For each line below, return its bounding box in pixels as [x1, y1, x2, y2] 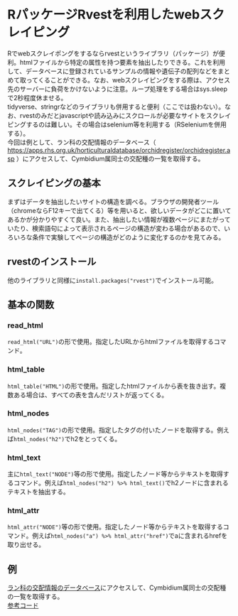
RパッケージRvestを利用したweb [7, 6, 200, 23]
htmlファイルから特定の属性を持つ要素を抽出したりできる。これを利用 [19, 58, 226, 66]
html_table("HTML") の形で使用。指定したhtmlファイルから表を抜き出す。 [7, 382, 220, 390]
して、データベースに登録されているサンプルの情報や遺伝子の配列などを [7, 67, 218, 75]
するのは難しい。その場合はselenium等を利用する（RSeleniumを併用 [26, 120, 227, 129]
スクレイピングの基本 [7, 177, 101, 189]
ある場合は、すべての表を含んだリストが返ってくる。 [13, 390, 168, 399]
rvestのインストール [7, 256, 97, 268]
